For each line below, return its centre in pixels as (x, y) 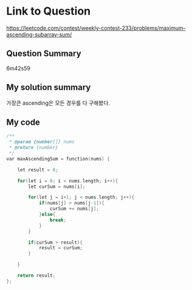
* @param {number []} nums (42, 142)
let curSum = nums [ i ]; (57, 187)
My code (23, 122)
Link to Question (49, 11)
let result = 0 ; (38, 170)
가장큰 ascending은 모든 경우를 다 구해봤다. (58, 103)
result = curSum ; (61, 248)
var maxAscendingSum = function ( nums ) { (58, 159)
